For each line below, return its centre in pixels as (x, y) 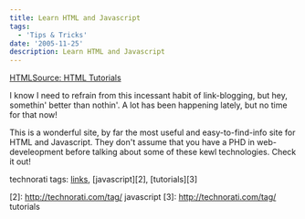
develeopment (37, 152)
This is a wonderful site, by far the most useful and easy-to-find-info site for (152, 132)
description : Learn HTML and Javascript (88, 52)
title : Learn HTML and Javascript (75, 18)
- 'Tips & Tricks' (53, 35)
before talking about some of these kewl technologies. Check (181, 152)
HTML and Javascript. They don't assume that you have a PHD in (132, 142)
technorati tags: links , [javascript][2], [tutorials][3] (104, 180)
